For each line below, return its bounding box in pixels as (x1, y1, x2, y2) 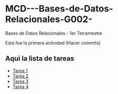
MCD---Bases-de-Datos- (5, 3, 113, 14)
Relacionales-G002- (5, 13, 93, 25)
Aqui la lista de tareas (5, 54, 75, 63)
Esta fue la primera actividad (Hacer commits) (5, 39, 101, 45)
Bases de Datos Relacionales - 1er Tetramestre (5, 30, 102, 36)
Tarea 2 (12, 73, 29, 79)
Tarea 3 (12, 78, 29, 84)
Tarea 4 (12, 83, 29, 89)
